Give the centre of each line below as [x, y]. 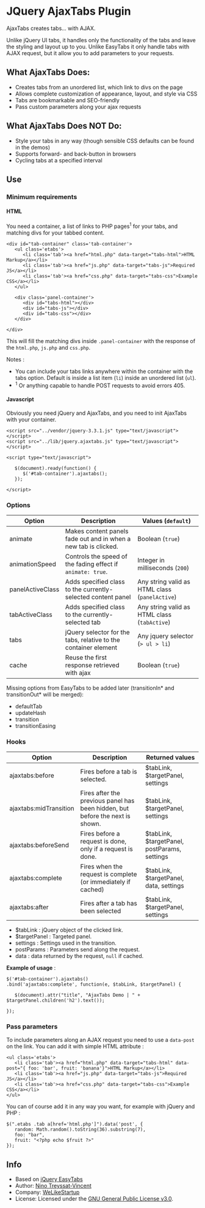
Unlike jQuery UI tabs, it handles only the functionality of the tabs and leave [101, 40]
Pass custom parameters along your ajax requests [78, 107]
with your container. [31, 419]
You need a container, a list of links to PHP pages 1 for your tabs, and [92, 226]
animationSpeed [33, 564]
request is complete [109, 874]
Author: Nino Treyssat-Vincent [53, 1186]
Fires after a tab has [109, 904]
